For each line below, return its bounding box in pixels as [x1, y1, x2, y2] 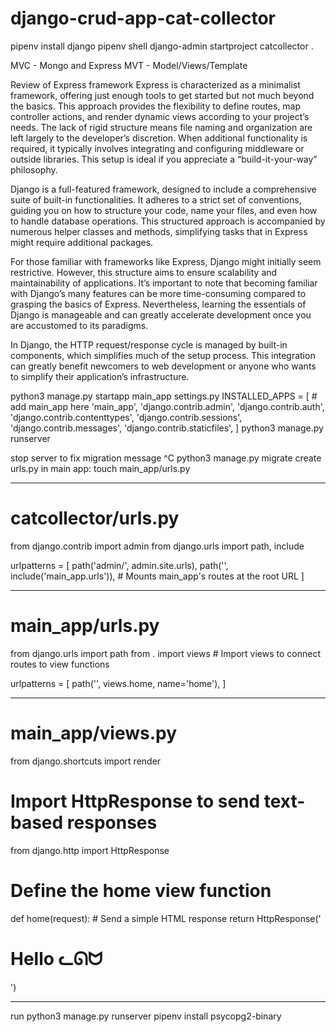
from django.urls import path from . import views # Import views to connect [10, 647, 321, 659]
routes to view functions [10, 658, 110, 670]
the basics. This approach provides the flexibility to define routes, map [10, 100, 302, 112]
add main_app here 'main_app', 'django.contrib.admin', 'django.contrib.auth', [10, 400, 325, 412]
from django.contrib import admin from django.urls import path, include [10, 540, 305, 552]
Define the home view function [10, 879, 272, 902]
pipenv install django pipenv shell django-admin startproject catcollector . [10, 40, 314, 52]
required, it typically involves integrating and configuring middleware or [10, 142, 305, 154]
